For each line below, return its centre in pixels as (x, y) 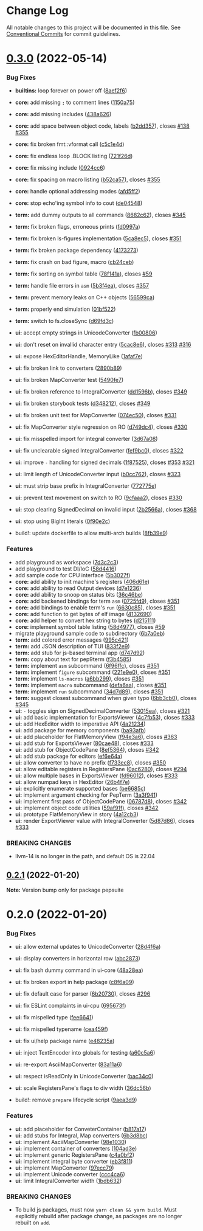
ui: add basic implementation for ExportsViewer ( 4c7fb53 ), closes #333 (105, 717)
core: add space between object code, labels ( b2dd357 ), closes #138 (102, 126)
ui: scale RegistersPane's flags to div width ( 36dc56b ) (83, 1088)
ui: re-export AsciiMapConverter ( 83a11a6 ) (69, 1064)
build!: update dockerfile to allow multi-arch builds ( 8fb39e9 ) (91, 533)
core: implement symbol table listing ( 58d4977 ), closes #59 (90, 626)
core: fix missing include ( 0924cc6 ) (60, 168)
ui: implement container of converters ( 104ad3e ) (76, 1148)
